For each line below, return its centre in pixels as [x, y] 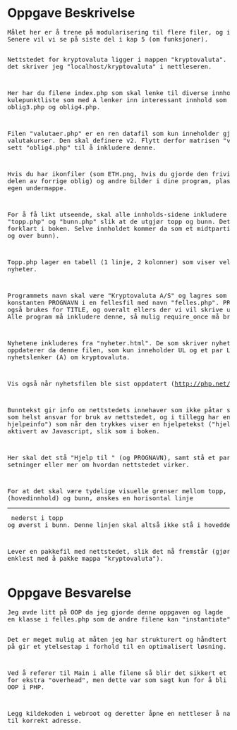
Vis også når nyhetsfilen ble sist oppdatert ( [91, 383]
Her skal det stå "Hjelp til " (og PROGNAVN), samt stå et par [119, 457]
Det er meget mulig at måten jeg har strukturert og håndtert [117, 639]
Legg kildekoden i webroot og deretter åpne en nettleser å [114, 713]
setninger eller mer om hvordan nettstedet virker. [99, 464]
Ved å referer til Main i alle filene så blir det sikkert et [117, 673]
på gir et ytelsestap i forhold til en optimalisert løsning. [117, 647]
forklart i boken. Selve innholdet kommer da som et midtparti [119, 228]
